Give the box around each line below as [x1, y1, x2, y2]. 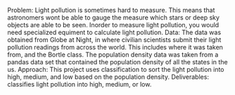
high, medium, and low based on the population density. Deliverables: [7, 73, 210, 81]
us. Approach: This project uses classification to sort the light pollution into [7, 66, 224, 73]
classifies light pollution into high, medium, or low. [7, 80, 152, 88]
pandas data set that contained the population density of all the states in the [7, 58, 228, 66]
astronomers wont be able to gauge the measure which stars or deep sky [7, 13, 220, 22]
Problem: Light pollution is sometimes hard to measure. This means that [7, 6, 215, 14]
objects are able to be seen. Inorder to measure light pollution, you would [7, 21, 220, 29]
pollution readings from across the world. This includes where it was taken [7, 43, 224, 51]
